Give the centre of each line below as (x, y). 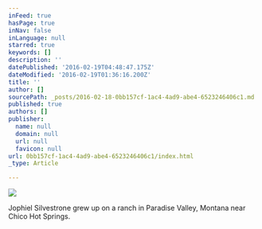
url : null (31, 141)
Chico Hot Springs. (39, 216)
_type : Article (33, 164)
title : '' (25, 82)
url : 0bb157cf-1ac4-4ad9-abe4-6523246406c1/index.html (101, 156)
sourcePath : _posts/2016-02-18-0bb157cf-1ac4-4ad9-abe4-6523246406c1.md (131, 97)
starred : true (32, 45)
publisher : (26, 119)
